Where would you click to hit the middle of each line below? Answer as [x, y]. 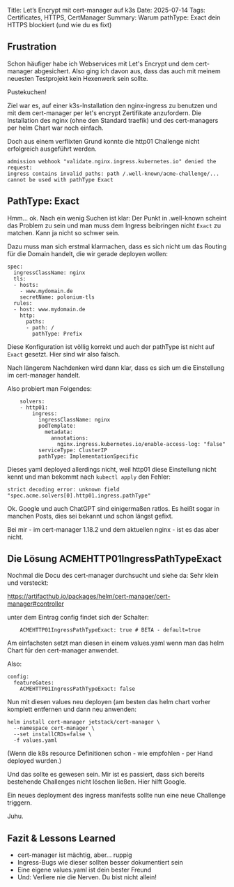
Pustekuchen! [27, 92]
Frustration [32, 47]
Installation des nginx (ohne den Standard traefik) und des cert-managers [113, 120]
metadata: [58, 432]
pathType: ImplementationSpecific [88, 456]
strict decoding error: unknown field [63, 489]
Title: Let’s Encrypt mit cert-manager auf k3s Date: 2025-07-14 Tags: [106, 10]
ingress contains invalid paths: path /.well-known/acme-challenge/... [113, 174]
